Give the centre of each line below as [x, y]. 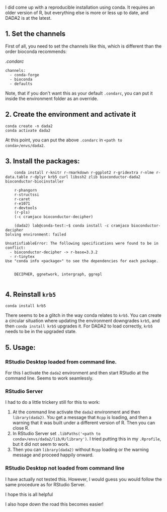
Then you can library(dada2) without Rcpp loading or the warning [80, 450]
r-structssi [27, 195]
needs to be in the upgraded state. [41, 332]
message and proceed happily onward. [53, 455]
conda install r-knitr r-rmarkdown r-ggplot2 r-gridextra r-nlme [84, 173]
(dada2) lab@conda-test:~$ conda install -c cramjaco [72, 226]
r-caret [22, 199]
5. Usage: [21, 347]
